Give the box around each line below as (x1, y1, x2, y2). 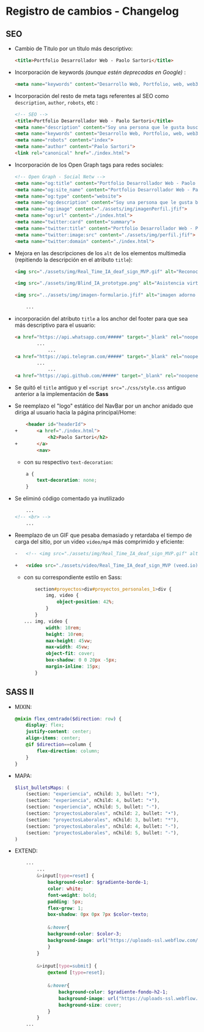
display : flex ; (26, 722, 65, 728)
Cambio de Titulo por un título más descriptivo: (14, 45, 133, 52)
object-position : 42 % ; (56, 599, 114, 605)
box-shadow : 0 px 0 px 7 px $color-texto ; (47, 911, 149, 918)
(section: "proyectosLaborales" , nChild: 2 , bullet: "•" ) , (26, 810, 180, 817)
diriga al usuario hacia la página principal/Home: (14, 409, 137, 416)
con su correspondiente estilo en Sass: (23, 574, 122, 581)
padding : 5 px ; (47, 899, 84, 905)
